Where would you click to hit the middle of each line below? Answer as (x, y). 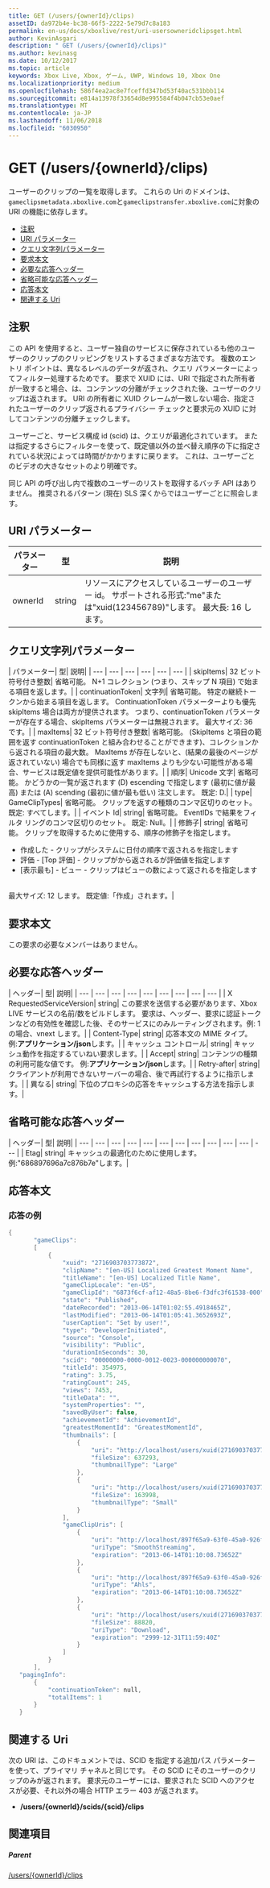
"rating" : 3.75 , (89, 1375)
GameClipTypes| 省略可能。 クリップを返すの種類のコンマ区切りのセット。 (133, 803)
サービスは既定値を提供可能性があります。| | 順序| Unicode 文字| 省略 (137, 772)
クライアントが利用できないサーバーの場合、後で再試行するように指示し (128, 1073)
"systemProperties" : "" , (104, 1405)
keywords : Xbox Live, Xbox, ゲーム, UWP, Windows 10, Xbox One (115, 76)
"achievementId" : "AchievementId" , (122, 1420)
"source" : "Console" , (98, 1338)
